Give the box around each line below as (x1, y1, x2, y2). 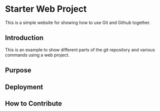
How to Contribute (5, 99, 62, 108)
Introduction (5, 34, 44, 42)
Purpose (5, 66, 32, 74)
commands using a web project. (5, 52, 70, 58)
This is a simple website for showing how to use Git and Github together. (5, 20, 151, 25)
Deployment (5, 83, 43, 91)
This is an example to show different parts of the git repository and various (5, 46, 155, 52)
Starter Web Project (5, 3, 87, 15)
